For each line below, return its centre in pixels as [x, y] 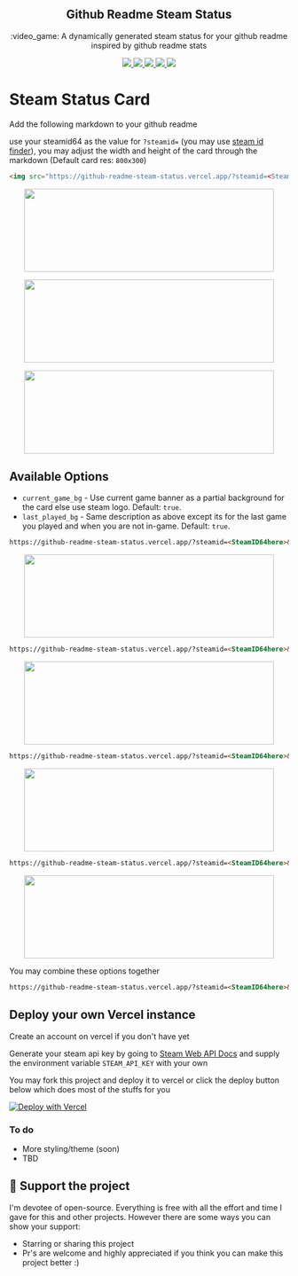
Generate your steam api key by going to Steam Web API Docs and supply [145, 1053]
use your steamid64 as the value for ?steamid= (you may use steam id [137, 141]
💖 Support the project [70, 1186]
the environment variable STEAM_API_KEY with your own [109, 1062]
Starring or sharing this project [78, 1243]
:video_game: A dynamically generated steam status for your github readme [149, 35]
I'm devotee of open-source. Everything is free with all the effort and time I [145, 1207]
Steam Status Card [80, 99]
